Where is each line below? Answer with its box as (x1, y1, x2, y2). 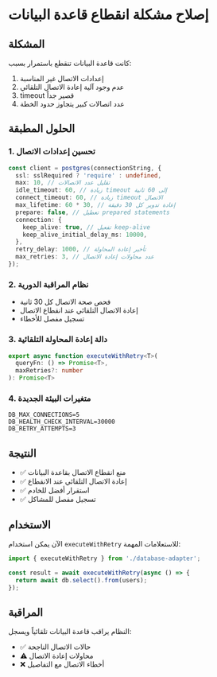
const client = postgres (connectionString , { (8, 164, 161, 172)
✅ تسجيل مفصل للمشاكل (19, 495, 97, 504)
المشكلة (8, 37, 45, 51)
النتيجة (8, 446, 37, 460)
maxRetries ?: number (15, 367, 83, 375)
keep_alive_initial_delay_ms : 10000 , (22, 231, 148, 239)
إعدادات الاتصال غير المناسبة (19, 74, 105, 83)
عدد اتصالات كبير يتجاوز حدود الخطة (19, 99, 125, 108)
